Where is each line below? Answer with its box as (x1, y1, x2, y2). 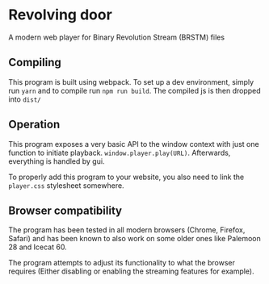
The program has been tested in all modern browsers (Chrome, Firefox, (8, 225, 246, 235)
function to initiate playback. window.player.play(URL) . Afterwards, (8, 148, 231, 157)
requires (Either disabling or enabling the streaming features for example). (8, 266, 254, 276)
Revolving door (8, 6, 113, 24)
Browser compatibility (8, 203, 123, 217)
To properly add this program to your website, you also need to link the (8, 172, 245, 182)
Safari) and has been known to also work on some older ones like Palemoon (8, 234, 261, 244)
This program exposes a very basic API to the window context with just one (8, 139, 260, 148)
